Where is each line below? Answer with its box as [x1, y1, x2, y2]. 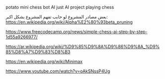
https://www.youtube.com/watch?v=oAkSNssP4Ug [5, 68, 110, 74]
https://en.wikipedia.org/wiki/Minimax [5, 59, 83, 64]
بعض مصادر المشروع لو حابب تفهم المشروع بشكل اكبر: [5, 14, 108, 19]
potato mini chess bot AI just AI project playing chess [5, 4, 114, 10]
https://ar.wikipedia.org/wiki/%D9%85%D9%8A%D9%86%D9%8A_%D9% [5, 44, 160, 49]
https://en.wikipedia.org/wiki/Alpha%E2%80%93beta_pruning [5, 19, 133, 25]
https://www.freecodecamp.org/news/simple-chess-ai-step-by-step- [5, 29, 148, 34]
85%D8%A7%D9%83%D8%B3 [5, 49, 71, 55]
